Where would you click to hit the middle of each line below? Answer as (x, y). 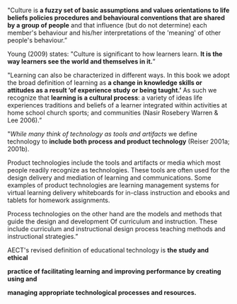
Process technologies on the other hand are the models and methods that (115, 214)
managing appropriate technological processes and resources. (102, 292)
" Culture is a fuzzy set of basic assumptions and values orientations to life (118, 10)
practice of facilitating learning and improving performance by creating (114, 271)
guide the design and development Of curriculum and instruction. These (112, 221)
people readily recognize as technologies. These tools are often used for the (118, 170)
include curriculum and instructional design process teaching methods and (116, 229)
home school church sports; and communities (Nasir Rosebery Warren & (113, 113)
